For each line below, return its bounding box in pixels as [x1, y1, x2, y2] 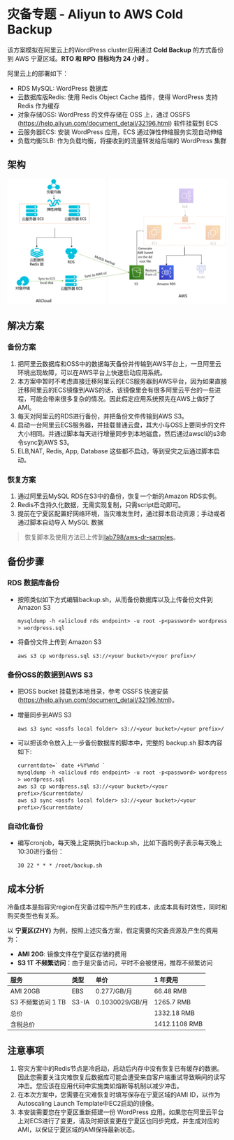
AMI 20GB [10, 986, 41, 995]
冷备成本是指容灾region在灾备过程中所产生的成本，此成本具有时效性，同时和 [7, 902, 228, 912]
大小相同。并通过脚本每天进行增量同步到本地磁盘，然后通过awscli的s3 [17, 429, 221, 437]
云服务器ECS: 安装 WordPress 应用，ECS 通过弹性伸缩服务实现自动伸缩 [17, 127, 223, 136]
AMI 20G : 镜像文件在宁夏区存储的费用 [17, 950, 127, 958]
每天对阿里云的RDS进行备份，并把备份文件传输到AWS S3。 [17, 411, 189, 420]
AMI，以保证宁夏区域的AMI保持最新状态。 [17, 1125, 138, 1134]
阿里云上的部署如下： [7, 69, 68, 78]
